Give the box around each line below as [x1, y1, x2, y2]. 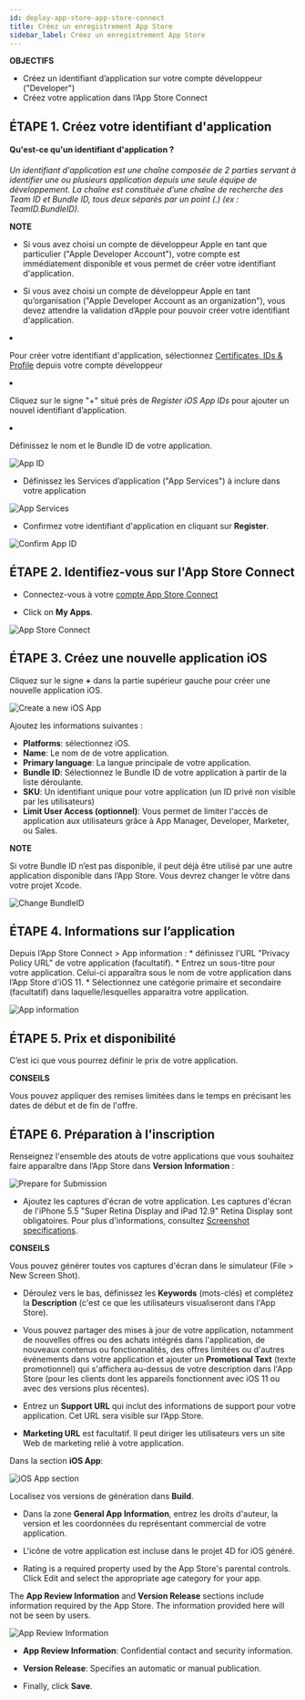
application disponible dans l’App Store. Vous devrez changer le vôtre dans [9, 870, 290, 881]
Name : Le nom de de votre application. [22, 747, 170, 758]
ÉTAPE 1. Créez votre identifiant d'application [9, 119, 272, 134]
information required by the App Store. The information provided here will [9, 1601, 285, 1611]
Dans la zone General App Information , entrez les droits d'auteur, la [22, 1508, 279, 1519]
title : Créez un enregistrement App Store [9, 22, 173, 31]
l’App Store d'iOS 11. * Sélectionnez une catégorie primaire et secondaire [9, 977, 282, 988]
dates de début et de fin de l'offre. [9, 1100, 138, 1111]
